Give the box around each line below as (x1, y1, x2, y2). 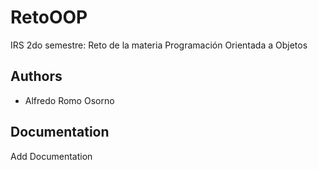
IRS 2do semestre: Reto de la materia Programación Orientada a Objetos (10, 39, 308, 51)
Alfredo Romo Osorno (24, 94, 115, 106)
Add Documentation (10, 150, 93, 162)
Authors (10, 68, 63, 85)
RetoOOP (10, 6, 88, 29)
